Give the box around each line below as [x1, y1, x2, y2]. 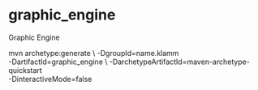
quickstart [8, 65, 42, 75]
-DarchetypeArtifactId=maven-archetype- [109, 57, 250, 66]
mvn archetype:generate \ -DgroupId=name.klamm [8, 48, 179, 58]
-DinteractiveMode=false [8, 74, 92, 84]
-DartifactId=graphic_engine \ [8, 57, 108, 66]
